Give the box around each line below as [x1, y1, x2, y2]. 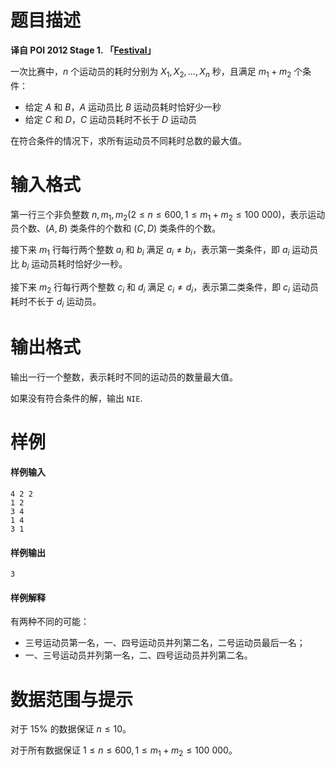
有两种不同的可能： [10, 616, 90, 628]
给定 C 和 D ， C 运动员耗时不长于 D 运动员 [24, 113, 198, 125]
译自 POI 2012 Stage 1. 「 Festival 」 [10, 44, 157, 56]
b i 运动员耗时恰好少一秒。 [21, 258, 128, 273]
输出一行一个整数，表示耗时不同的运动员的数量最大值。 [10, 371, 238, 383]
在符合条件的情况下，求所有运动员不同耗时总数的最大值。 [10, 134, 247, 146]
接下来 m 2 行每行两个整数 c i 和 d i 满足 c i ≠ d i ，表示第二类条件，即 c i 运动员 [10, 281, 319, 295]
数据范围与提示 [10, 688, 134, 711]
